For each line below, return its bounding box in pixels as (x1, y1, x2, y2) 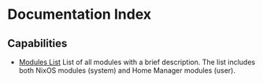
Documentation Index (7, 5, 151, 23)
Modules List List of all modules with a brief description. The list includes (18, 57, 256, 67)
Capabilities (7, 37, 68, 50)
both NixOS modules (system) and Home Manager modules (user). (18, 66, 235, 75)
